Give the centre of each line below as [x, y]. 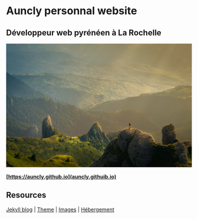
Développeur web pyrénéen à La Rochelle [84, 33]
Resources [26, 195]
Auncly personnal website [72, 11]
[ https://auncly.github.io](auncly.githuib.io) [61, 176]
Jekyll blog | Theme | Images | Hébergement [60, 209]
